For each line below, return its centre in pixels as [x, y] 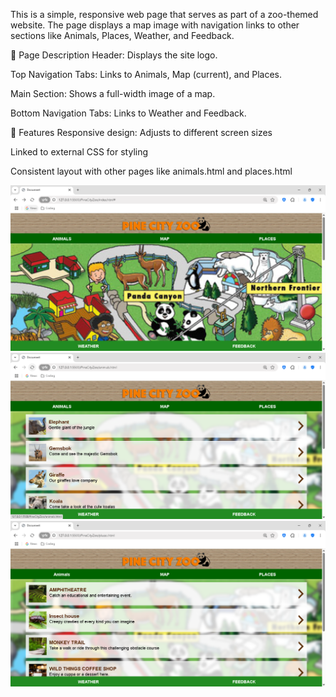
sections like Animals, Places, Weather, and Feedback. [122, 35]
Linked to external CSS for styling [79, 152]
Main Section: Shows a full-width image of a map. [113, 93]
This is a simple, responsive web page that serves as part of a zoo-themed [164, 14]
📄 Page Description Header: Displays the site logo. [114, 55]
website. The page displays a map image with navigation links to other [155, 25]
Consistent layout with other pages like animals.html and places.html [151, 171]
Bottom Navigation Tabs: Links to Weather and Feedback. [128, 113]
